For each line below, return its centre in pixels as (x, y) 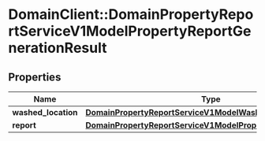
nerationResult (58, 48)
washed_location (45, 112)
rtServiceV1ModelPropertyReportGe (130, 31)
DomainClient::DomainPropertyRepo (131, 15)
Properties (35, 77)
